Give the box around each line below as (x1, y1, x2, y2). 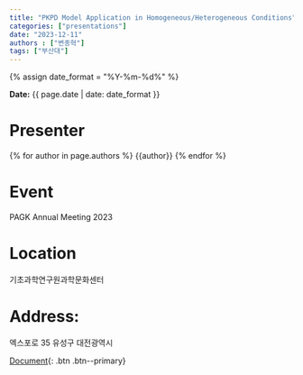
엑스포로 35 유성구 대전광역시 (9, 337, 114, 348)
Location (9, 243, 77, 264)
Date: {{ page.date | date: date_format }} (9, 89, 161, 100)
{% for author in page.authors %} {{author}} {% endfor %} (9, 151, 227, 161)
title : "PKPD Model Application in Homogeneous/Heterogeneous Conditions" (9, 13, 297, 23)
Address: (9, 306, 79, 327)
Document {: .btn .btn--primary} (9, 355, 126, 366)
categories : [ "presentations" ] (9, 22, 127, 31)
